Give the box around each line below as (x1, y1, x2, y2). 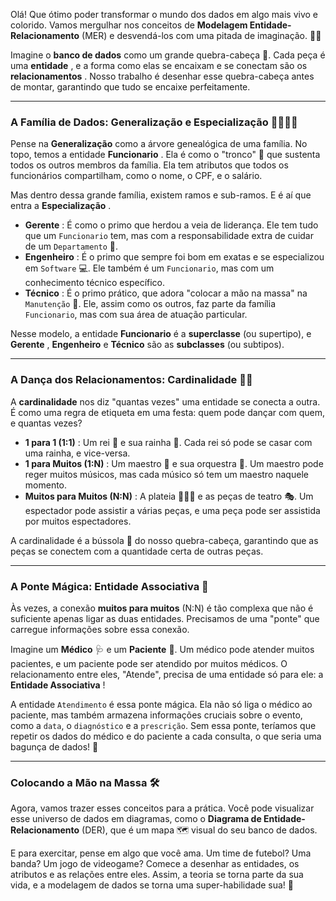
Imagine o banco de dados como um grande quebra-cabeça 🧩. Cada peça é (10, 49, 326, 61)
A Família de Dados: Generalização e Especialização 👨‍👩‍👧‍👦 (10, 115, 298, 129)
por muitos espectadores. (24, 515, 132, 527)
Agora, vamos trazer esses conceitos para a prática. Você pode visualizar (10, 802, 315, 814)
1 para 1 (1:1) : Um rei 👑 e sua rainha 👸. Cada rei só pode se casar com (24, 436, 313, 448)
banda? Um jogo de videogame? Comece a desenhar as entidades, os (10, 858, 300, 870)
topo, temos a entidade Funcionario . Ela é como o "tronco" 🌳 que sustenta (10, 149, 321, 161)
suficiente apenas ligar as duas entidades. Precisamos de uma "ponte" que (10, 612, 320, 624)
